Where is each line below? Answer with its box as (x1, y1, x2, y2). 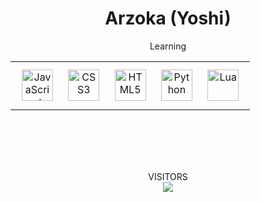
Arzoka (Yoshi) (104, 7, 232, 30)
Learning (149, 40, 187, 52)
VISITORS (148, 170, 188, 182)
